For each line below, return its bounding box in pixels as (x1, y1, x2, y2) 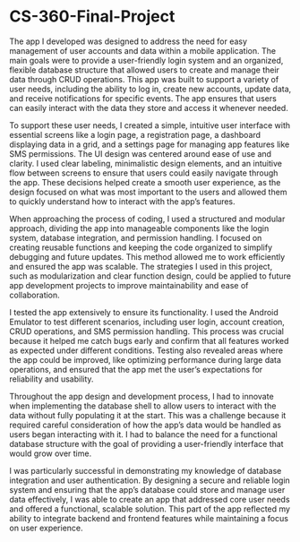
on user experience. (9, 522, 83, 533)
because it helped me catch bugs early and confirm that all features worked (9, 335, 289, 346)
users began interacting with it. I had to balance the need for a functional (9, 428, 278, 440)
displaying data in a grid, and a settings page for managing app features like (9, 139, 290, 150)
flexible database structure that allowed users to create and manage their (9, 65, 280, 75)
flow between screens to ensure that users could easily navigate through (9, 168, 279, 178)
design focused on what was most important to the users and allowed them (9, 186, 287, 197)
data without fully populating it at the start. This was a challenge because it (9, 409, 287, 420)
